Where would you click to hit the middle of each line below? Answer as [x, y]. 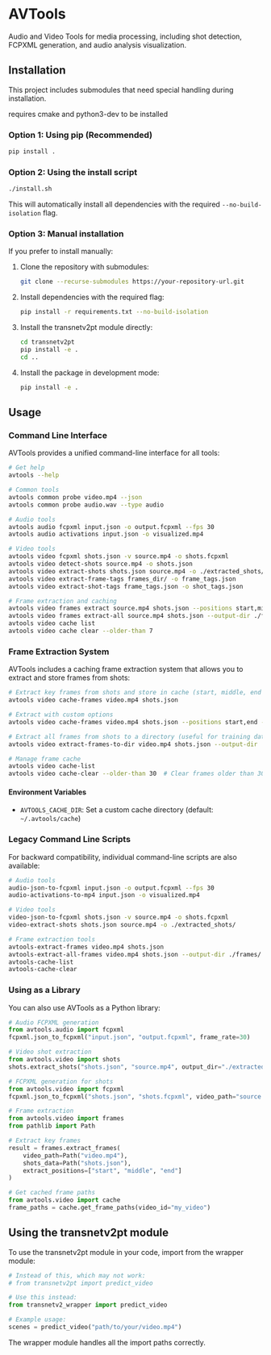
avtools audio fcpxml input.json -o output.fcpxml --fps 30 [112, 527]
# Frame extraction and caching [63, 601]
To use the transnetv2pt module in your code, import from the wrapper [126, 1252]
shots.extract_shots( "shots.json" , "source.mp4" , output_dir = [115, 1067]
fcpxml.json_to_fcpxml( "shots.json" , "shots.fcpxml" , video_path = [122, 1097]
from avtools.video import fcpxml [67, 1089]
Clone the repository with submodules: [84, 267]
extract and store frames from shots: [69, 677]
